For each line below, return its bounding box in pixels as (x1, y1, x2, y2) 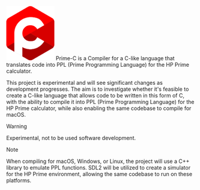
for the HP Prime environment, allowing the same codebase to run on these (6, 171, 193, 178)
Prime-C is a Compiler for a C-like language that (55, 55, 175, 62)
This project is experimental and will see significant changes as (6, 79, 163, 87)
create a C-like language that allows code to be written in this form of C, (6, 92, 185, 99)
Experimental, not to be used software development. (6, 135, 136, 142)
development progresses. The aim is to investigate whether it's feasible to (6, 85, 189, 93)
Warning (6, 123, 27, 130)
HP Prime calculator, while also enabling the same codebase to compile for (6, 105, 192, 112)
